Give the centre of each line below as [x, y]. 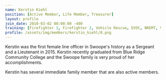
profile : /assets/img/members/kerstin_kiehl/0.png [58, 33]
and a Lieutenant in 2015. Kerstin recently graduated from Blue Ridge [75, 52]
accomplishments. [24, 62]
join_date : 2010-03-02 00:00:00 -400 [44, 23]
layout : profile [22, 19]
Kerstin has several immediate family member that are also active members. [82, 72]
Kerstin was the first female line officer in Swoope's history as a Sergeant [80, 47]
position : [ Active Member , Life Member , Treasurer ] [59, 14]
